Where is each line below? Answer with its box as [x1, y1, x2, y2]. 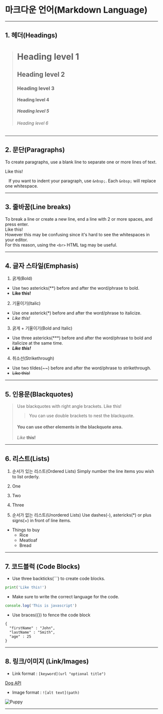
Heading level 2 [16, 70, 65, 78]
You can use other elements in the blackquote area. [16, 424, 123, 430]
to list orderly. [12, 474, 40, 480]
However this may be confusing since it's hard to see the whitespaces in [5, 231, 150, 237]
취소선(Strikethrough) [12, 355, 54, 361]
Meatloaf [19, 538, 37, 543]
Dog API [5, 680, 22, 686]
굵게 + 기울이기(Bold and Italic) [12, 325, 73, 331]
